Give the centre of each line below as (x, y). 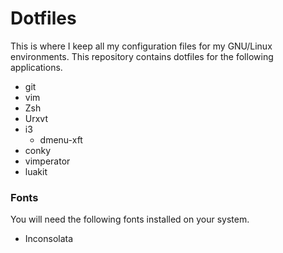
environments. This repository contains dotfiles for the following (142, 56)
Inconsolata (49, 239)
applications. (36, 67)
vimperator (47, 161)
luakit (36, 171)
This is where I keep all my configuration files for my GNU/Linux (141, 46)
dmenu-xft (61, 139)
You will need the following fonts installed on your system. (130, 219)
